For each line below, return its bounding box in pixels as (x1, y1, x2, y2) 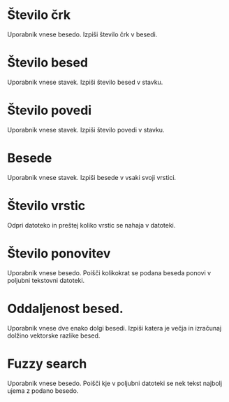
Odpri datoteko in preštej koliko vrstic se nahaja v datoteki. (7, 221, 176, 229)
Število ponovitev (7, 245, 111, 261)
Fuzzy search (7, 356, 87, 371)
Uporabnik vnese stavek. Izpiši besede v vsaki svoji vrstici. (7, 173, 177, 181)
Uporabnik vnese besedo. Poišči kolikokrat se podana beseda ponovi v (7, 268, 212, 277)
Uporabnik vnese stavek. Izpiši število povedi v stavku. (7, 125, 165, 134)
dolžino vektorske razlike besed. (7, 331, 101, 340)
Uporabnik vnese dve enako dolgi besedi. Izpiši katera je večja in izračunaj (7, 324, 222, 332)
